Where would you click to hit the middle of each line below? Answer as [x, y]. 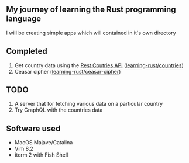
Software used [33, 128]
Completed [27, 51]
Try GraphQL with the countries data [59, 110]
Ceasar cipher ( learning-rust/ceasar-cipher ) [68, 71]
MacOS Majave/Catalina [44, 143]
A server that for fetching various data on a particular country [89, 104]
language [24, 19]
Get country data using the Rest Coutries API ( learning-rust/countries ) [99, 65]
